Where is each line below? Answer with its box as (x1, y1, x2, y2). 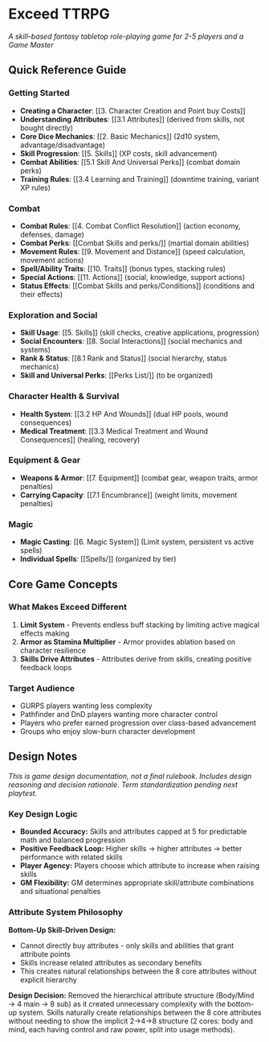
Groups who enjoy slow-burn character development (19, 727, 195, 736)
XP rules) (19, 183, 51, 192)
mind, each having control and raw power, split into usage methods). (8, 1024, 235, 1034)
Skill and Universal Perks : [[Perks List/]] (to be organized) (19, 371, 214, 381)
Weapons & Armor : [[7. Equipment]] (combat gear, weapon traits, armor (19, 472, 259, 483)
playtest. (8, 788, 38, 797)
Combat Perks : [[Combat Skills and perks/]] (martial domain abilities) (19, 238, 250, 248)
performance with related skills (19, 852, 123, 862)
